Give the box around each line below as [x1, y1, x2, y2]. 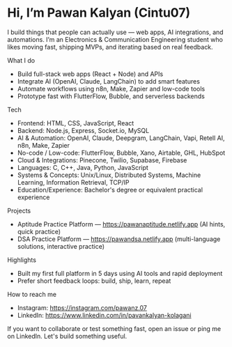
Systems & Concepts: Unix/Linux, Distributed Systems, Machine [17, 171, 201, 179]
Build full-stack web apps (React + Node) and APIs [17, 70, 164, 78]
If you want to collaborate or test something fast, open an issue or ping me [7, 324, 222, 332]
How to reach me [7, 290, 57, 298]
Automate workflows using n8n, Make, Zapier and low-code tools [17, 84, 206, 93]
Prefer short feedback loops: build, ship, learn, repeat [17, 277, 171, 285]
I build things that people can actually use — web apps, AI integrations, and [7, 28, 224, 36]
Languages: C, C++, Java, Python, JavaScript [17, 163, 148, 171]
